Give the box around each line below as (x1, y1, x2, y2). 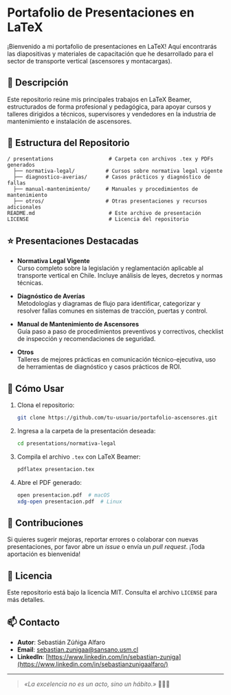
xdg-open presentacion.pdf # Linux (16, 498, 122, 505)
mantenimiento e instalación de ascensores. (7, 117, 132, 125)
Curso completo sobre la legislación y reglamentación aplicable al (16, 264, 204, 273)
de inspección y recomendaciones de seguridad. (16, 335, 156, 343)
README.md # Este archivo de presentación (7, 209, 201, 216)
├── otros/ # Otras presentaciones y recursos (13, 198, 208, 205)
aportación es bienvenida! (7, 550, 81, 559)
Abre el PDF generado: (16, 478, 82, 486)
